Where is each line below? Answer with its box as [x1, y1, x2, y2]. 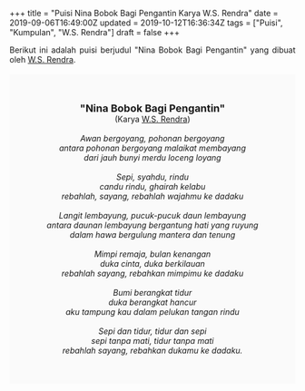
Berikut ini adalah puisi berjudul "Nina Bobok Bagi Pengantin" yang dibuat [9, 44, 296, 55]
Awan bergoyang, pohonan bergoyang [80, 133, 225, 143]
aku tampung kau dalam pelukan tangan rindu [64, 307, 241, 317]
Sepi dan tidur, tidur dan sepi [98, 326, 207, 337]
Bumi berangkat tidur [113, 288, 192, 298]
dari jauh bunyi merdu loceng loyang [84, 152, 221, 162]
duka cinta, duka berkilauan [99, 259, 206, 269]
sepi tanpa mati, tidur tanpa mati [91, 336, 214, 346]
